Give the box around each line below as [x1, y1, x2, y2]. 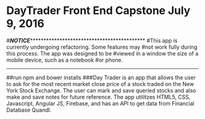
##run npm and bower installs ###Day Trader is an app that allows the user [6, 74, 196, 81]
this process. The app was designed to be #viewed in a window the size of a [6, 49, 199, 57]
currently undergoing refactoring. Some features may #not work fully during [6, 43, 198, 51]
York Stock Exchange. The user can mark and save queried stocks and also [6, 87, 196, 94]
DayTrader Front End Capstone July [6, 4, 191, 18]
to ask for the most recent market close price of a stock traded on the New [6, 80, 194, 87]
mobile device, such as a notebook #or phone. [6, 56, 123, 63]
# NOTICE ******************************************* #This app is [6, 37, 178, 44]
